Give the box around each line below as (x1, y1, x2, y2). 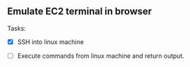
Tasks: (7, 24, 26, 32)
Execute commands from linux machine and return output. (17, 52, 184, 60)
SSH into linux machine (17, 38, 84, 46)
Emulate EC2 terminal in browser (7, 6, 152, 17)
